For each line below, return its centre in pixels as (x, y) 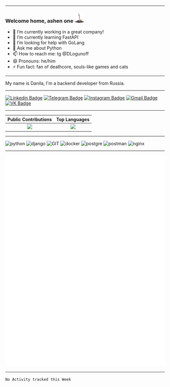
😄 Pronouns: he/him (34, 61)
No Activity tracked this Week (38, 379)
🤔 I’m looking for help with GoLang (49, 43)
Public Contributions (30, 119)
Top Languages (73, 119)
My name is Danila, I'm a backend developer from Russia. (65, 83)
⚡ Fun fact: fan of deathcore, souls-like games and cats (70, 67)
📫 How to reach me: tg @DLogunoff (51, 54)
